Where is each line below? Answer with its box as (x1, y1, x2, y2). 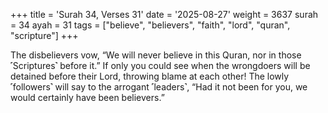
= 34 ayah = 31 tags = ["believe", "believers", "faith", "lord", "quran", (10, 19, 291, 31)
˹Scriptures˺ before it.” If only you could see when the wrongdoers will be (10, 60, 311, 71)
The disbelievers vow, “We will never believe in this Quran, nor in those (10, 49, 302, 61)
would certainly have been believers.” (10, 92, 165, 103)
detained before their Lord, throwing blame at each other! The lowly (10, 70, 290, 82)
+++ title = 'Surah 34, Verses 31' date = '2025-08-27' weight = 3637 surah (10, 9, 319, 20)
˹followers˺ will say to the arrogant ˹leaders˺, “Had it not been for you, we (10, 81, 308, 93)
